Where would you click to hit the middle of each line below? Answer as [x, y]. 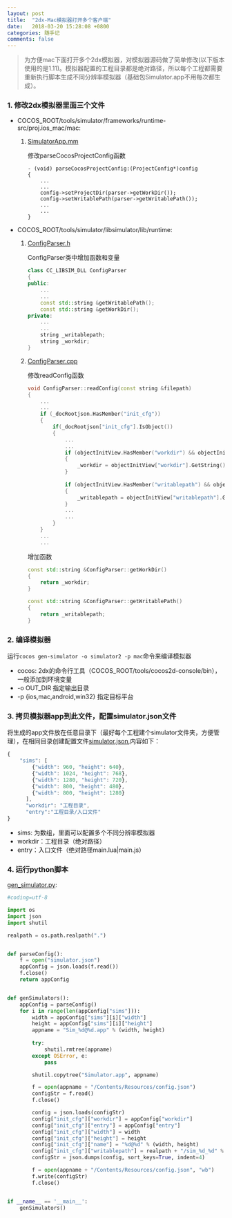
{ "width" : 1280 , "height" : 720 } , [80, 780]
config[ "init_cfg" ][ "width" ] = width [86, 1132]
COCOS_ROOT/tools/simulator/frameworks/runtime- [91, 121]
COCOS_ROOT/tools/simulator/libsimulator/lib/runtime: [95, 230]
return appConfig [45, 980]
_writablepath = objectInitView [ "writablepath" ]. [150, 497]
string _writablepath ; [73, 335]
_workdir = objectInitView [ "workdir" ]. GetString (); [153, 466]
